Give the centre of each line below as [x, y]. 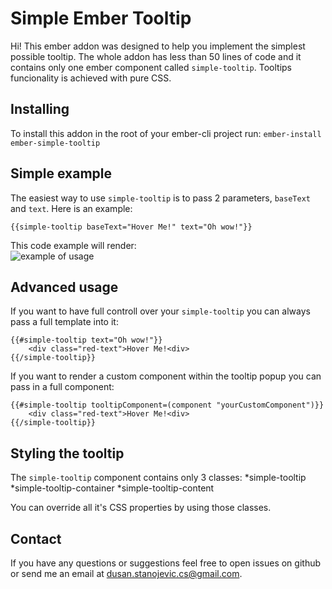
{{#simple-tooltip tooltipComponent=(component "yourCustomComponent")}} [167, 405]
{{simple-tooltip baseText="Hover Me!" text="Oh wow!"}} [131, 227]
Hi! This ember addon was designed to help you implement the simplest [158, 46]
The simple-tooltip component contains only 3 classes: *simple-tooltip [158, 478]
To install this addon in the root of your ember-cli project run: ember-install [166, 133]
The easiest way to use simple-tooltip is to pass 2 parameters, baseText [160, 198]
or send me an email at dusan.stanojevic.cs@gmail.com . [126, 573]
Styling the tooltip [67, 453]
